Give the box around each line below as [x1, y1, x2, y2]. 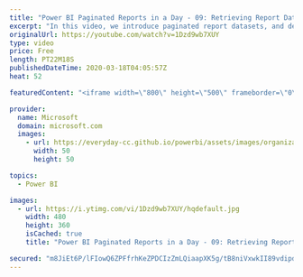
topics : [9, 171, 39, 180]
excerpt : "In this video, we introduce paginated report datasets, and [9, 22, 284, 31]
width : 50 [32, 146, 70, 156]
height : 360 [25, 221, 70, 230]
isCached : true [25, 229, 83, 239]
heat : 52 [9, 72, 42, 81]
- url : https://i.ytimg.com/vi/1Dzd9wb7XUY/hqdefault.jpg [17, 204, 241, 213]
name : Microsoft [17, 113, 78, 122]
